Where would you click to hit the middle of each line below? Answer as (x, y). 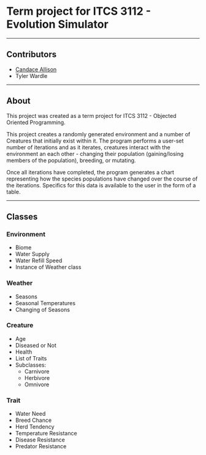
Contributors (32, 54)
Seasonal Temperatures (45, 303)
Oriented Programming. (36, 122)
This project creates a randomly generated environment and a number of (98, 134)
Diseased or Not (36, 345)
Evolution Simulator (57, 24)
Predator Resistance (41, 446)
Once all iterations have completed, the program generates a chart (90, 172)
